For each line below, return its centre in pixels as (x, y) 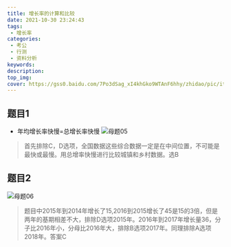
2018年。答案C (45, 236)
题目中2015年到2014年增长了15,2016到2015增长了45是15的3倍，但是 (121, 211)
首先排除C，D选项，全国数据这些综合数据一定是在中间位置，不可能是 (122, 146)
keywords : (21, 65)
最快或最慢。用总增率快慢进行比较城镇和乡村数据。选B (101, 155)
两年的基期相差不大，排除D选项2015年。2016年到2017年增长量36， (119, 219)
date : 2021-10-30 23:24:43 (46, 20)
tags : (15, 26)
